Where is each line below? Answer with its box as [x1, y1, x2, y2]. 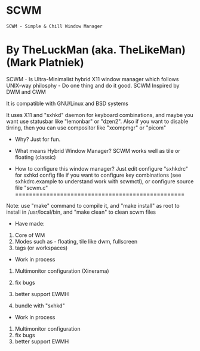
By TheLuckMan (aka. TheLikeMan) [6, 43, 186, 57]
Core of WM [14, 231, 45, 239]
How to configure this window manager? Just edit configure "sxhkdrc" [14, 165, 189, 172]
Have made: [14, 220, 45, 227]
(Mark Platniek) [6, 56, 85, 69]
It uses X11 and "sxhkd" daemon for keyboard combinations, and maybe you [6, 111, 194, 118]
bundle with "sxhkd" [14, 302, 65, 309]
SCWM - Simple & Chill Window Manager [6, 23, 103, 29]
